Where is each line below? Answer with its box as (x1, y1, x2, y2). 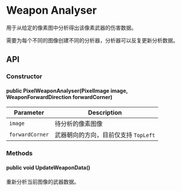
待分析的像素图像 (54, 120, 103, 128)
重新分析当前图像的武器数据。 (6, 178, 79, 185)
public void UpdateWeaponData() (6, 164, 90, 171)
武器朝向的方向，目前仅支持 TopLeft (54, 131, 156, 139)
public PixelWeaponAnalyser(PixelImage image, (6, 87, 128, 94)
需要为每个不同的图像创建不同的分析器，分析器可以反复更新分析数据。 (6, 36, 179, 44)
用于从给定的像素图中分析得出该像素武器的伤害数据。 (6, 24, 137, 31)
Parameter (14, 109, 45, 117)
